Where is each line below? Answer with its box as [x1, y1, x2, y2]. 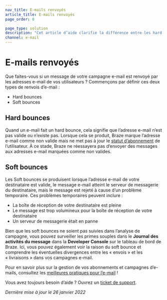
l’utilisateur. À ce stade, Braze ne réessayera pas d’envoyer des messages [5, 143, 157, 149]
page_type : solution [5, 26, 48, 31]
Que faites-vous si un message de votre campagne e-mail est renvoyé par [5, 73, 158, 79]
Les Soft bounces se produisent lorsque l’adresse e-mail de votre [5, 176, 140, 182]
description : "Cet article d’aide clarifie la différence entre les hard [5, 31, 162, 36]
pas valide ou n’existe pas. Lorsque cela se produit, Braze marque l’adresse [5, 132, 160, 138]
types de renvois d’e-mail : [5, 84, 60, 90]
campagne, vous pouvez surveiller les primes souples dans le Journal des [5, 233, 158, 239]
